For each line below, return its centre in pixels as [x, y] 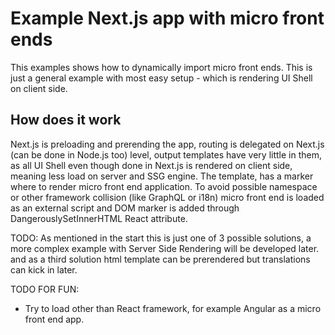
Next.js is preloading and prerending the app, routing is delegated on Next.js [167, 144]
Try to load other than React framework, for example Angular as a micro [173, 308]
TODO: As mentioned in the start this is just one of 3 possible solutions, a [161, 238]
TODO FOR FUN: [45, 289]
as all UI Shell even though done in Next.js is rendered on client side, [151, 165]
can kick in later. [44, 269]
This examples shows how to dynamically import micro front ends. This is [161, 67]
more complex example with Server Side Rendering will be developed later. [165, 248]
